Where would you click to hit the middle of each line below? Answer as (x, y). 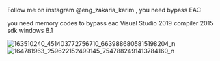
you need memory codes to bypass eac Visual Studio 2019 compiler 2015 (110, 23)
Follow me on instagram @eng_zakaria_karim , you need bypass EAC (104, 10)
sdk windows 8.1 (30, 30)
